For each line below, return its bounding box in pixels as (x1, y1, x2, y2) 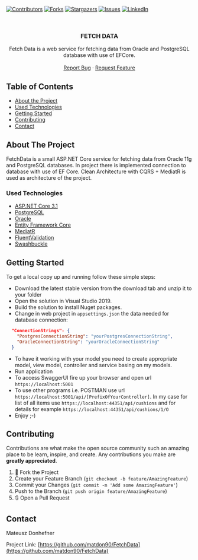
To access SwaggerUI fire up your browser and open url (14, 374, 152, 381)
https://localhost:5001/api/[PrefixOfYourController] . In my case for (14, 393, 188, 400)
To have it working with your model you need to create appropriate (14, 355, 177, 362)
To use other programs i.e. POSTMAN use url (14, 386, 125, 394)
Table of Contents (6, 81, 74, 91)
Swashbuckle (14, 240, 48, 247)
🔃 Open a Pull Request (14, 494, 70, 501)
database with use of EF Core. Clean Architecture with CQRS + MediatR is (6, 168, 186, 175)
